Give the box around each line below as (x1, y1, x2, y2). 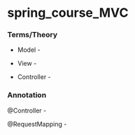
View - (17, 59, 37, 68)
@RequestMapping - (7, 120, 67, 128)
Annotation (7, 90, 47, 100)
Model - (17, 45, 41, 54)
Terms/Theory (7, 30, 58, 40)
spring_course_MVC (7, 5, 129, 21)
